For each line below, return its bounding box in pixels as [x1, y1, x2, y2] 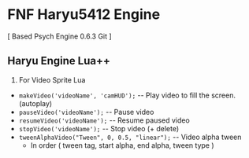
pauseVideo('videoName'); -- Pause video [18, 107, 154, 116]
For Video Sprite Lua [18, 75, 86, 84]
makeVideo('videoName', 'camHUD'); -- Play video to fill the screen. [18, 90, 236, 100]
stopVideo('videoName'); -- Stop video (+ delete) [18, 123, 180, 133]
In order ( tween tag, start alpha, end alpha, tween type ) [30, 140, 214, 150]
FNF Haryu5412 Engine [7, 6, 161, 24]
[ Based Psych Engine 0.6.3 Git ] [7, 31, 112, 41]
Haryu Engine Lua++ [7, 54, 111, 68]
